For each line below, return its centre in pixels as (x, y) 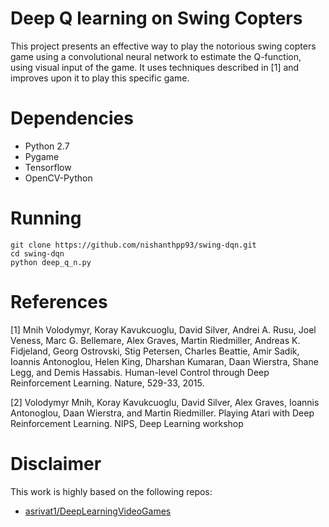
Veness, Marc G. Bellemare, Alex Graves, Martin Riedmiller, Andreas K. (155, 340)
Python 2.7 (47, 146)
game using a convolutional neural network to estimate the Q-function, (156, 56)
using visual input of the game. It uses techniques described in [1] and (155, 67)
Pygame (42, 156)
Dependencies (72, 118)
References (59, 302)
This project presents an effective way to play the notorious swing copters (163, 46)
